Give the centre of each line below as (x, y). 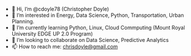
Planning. (23, 21)
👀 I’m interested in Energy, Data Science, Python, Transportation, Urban (98, 15)
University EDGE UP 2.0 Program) (52, 34)
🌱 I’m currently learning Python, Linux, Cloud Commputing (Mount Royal (98, 27)
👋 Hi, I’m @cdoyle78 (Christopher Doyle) (60, 9)
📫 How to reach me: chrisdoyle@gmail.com (65, 46)
